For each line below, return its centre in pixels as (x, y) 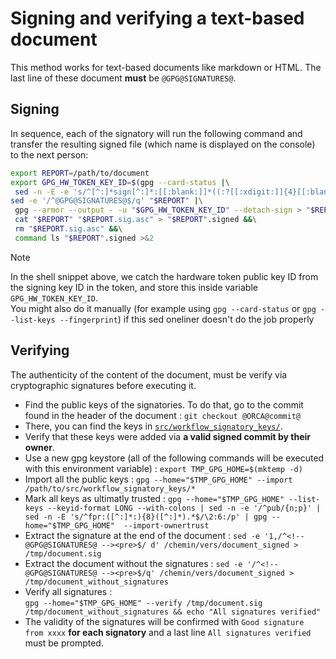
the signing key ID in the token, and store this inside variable (134, 287)
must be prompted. (64, 643)
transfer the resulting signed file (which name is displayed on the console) (163, 144)
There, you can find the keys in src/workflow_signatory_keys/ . (153, 426)
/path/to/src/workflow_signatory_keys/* (110, 488)
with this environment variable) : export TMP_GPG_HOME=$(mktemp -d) (163, 468)
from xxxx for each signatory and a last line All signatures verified (168, 632)
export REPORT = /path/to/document (80, 173)
